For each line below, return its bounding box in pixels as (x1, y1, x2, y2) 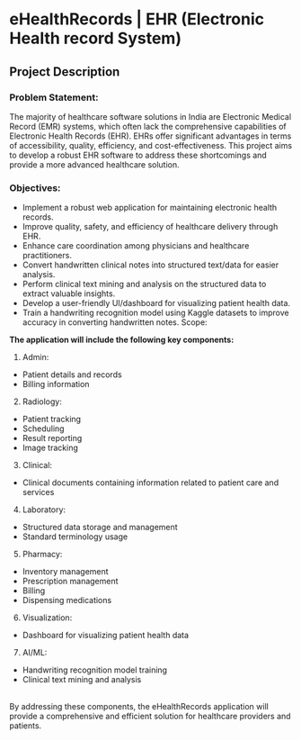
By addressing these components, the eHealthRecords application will (9, 701, 270, 712)
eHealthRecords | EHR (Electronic (9, 9, 265, 30)
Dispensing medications (22, 595, 112, 606)
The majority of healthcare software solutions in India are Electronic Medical (9, 111, 292, 122)
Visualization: (22, 612, 73, 623)
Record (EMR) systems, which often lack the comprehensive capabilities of (9, 121, 288, 131)
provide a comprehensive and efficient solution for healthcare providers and (9, 711, 291, 722)
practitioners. (22, 250, 72, 261)
